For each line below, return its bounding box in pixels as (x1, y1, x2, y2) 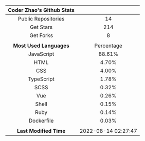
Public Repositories (17, 15, 65, 22)
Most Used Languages (13, 42, 69, 49)
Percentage (94, 42, 122, 49)
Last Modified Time (17, 128, 66, 134)
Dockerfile (28, 117, 54, 124)
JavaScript (28, 51, 55, 57)
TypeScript (28, 75, 55, 83)
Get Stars (30, 24, 53, 30)
